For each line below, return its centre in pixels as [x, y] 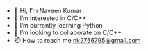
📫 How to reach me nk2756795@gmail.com [77, 40]
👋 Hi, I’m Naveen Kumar [48, 11]
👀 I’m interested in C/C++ [50, 18]
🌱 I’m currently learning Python [58, 25]
